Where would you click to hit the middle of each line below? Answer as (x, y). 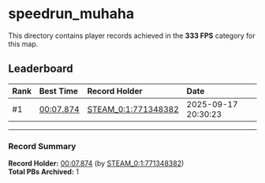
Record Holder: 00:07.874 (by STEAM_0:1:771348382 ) (96, 163)
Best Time (59, 91)
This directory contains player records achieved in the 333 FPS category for (132, 35)
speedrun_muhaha (71, 14)
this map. (23, 43)
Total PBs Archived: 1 (43, 172)
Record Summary (42, 146)
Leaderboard (41, 69)
